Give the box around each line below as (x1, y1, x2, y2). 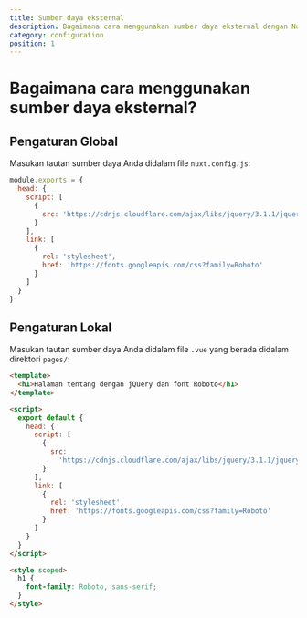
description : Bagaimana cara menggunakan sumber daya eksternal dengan (9, 22, 288, 31)
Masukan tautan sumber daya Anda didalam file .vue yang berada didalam (9, 344, 290, 355)
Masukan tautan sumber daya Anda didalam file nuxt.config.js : (9, 158, 251, 169)
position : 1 (9, 38, 55, 48)
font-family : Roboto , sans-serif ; (26, 582, 157, 592)
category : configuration (9, 30, 104, 39)
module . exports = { (9, 175, 84, 185)
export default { (17, 413, 84, 423)
